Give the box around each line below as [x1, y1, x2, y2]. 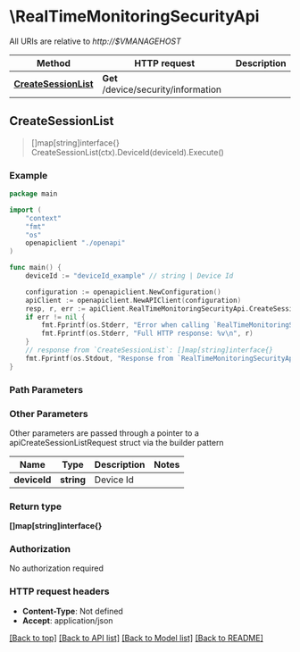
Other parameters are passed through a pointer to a [9, 427, 199, 439]
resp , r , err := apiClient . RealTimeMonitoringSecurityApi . [25, 304, 250, 313]
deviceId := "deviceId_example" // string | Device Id [25, 272, 234, 280]
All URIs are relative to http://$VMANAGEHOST [9, 36, 181, 46]
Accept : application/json [21, 614, 113, 626]
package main [9, 189, 58, 198]
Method [37, 56, 71, 69]
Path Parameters [9, 383, 83, 396]
